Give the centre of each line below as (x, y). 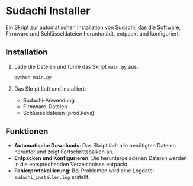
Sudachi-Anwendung (49, 100)
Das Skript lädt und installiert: (50, 89)
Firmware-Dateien (45, 106)
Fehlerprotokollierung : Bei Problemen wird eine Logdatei (84, 171)
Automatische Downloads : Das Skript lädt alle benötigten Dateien (95, 146)
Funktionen (27, 132)
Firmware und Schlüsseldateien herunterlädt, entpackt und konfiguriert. (93, 33)
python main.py (33, 77)
